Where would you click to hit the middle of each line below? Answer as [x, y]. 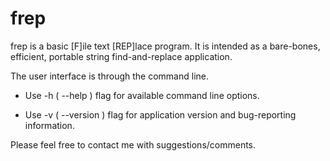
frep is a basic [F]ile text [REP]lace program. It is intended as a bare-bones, [165, 46]
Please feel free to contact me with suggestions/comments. [133, 144]
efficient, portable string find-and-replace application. [121, 56]
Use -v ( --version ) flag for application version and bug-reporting [160, 114]
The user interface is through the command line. [109, 76]
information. [49, 125]
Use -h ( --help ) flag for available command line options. [142, 95]
